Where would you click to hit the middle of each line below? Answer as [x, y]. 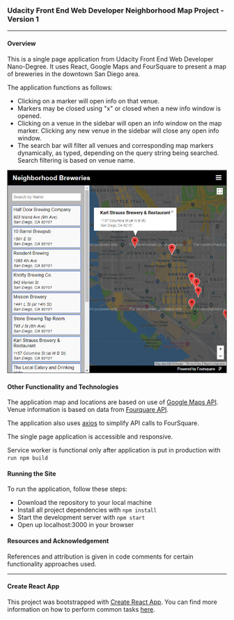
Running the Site [32, 473]
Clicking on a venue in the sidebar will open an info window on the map [119, 123]
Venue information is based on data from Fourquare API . [88, 410]
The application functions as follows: [60, 87]
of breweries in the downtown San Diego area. [74, 74]
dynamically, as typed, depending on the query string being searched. [118, 153]
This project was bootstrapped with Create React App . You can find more [112, 602]
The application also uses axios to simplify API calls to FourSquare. [103, 423]
